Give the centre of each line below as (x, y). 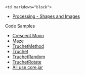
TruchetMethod (28, 46)
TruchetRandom (29, 57)
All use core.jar (28, 67)
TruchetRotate (27, 62)
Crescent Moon (28, 36)
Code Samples (20, 26)
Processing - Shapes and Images (46, 16)
